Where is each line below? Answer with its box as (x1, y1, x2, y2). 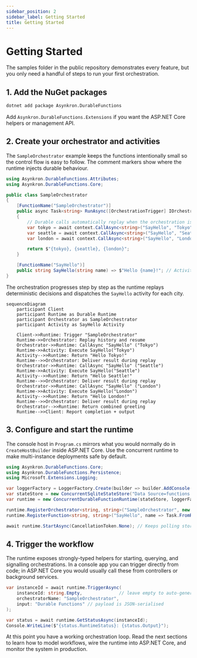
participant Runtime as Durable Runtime (16, 311, 117, 317)
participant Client (16, 306, 64, 312)
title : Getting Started (6, 19, 64, 25)
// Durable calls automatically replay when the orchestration (27, 219, 185, 225)
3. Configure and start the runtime (6, 425, 134, 435)
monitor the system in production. (6, 646, 88, 653)
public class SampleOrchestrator (6, 192, 88, 198)
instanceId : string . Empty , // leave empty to (16, 590, 164, 596)
